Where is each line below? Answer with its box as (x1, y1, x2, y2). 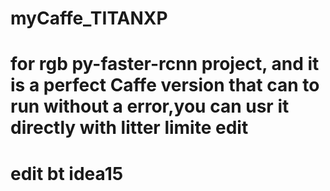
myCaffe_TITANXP (10, 7, 168, 30)
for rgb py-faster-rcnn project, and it (10, 53, 320, 76)
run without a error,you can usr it (10, 95, 290, 118)
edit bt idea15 (10, 162, 124, 185)
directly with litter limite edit (10, 117, 249, 139)
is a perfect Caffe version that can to (10, 74, 320, 97)
